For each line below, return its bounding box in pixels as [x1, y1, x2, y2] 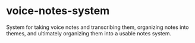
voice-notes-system [6, 4, 110, 18]
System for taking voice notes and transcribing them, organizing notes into [6, 24, 189, 31]
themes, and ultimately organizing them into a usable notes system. [6, 29, 171, 37]
